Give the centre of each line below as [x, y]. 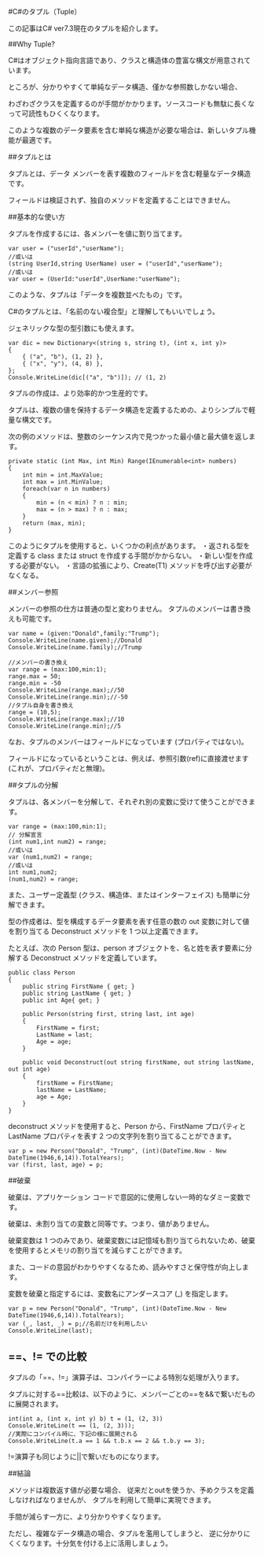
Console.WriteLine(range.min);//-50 [68, 697]
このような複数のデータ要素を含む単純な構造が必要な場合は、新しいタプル [128, 130]
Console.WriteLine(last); [50, 1330]
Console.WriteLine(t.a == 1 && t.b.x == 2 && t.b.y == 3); [107, 1441]
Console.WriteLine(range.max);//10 [66, 719]
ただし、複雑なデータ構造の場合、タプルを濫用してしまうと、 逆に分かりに [129, 1533]
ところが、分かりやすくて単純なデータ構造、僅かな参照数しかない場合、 [125, 87]
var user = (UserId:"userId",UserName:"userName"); [94, 279]
